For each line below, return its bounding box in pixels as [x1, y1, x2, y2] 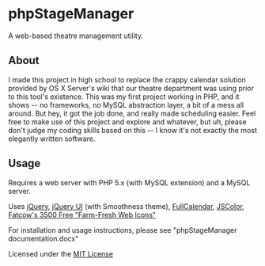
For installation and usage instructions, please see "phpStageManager [8, 225, 237, 234]
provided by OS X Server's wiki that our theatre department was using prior [8, 83, 255, 93]
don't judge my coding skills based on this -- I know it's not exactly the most [8, 125, 257, 135]
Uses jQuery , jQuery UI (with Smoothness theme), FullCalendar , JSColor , [8, 201, 245, 211]
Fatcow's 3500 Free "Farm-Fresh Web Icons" [8, 210, 157, 219]
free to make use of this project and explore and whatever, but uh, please [8, 116, 247, 127]
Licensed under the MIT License [8, 249, 113, 258]
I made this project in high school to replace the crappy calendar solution [8, 74, 247, 84]
